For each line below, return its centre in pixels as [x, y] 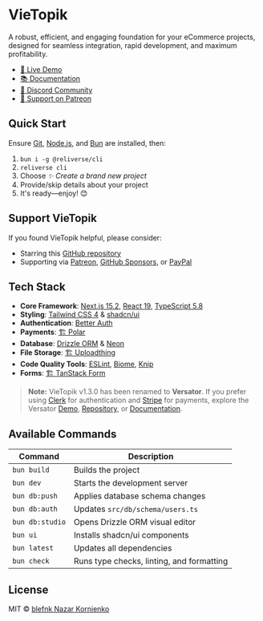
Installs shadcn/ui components [131, 535]
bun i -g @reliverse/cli [61, 159]
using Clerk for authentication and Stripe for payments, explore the [138, 400]
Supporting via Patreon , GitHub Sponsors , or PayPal [106, 261]
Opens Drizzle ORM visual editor [135, 522]
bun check [31, 561]
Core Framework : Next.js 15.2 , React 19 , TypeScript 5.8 [111, 306]
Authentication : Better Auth [67, 323]
